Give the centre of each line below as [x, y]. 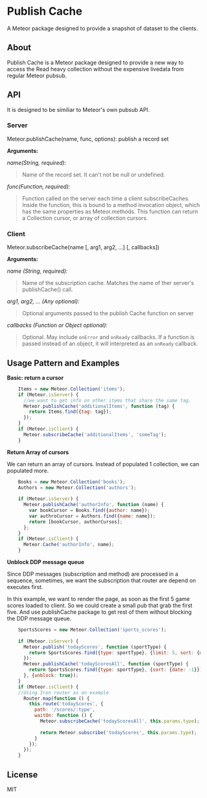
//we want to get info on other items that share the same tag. [107, 401]
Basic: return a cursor [35, 377]
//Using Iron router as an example [64, 692]
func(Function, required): [39, 186]
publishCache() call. [47, 289]
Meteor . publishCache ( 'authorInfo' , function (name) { [94, 505]
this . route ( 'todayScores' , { [66, 704]
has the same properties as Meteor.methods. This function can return [110, 211]
